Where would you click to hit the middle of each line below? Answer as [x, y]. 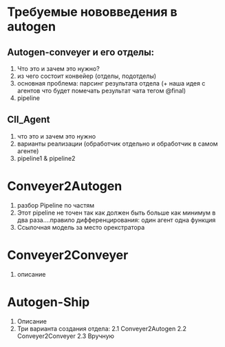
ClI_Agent [29, 120]
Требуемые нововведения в [92, 12]
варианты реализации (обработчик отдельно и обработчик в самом [117, 143]
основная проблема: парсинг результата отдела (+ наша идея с [111, 83]
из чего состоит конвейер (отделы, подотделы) [87, 76]
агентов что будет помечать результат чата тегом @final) [101, 91]
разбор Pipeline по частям [56, 205]
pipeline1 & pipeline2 [46, 158]
